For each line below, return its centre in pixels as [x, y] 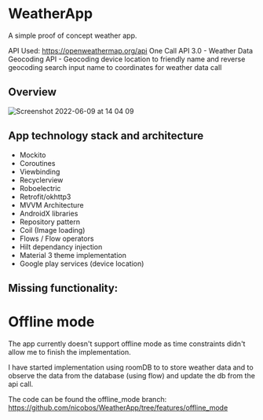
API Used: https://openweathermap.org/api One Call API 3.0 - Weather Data [131, 50]
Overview [33, 92]
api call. [21, 384]
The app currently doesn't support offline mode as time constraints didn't [127, 344]
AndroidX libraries [49, 213]
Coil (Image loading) [52, 230]
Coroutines [37, 163]
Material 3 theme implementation [73, 255]
